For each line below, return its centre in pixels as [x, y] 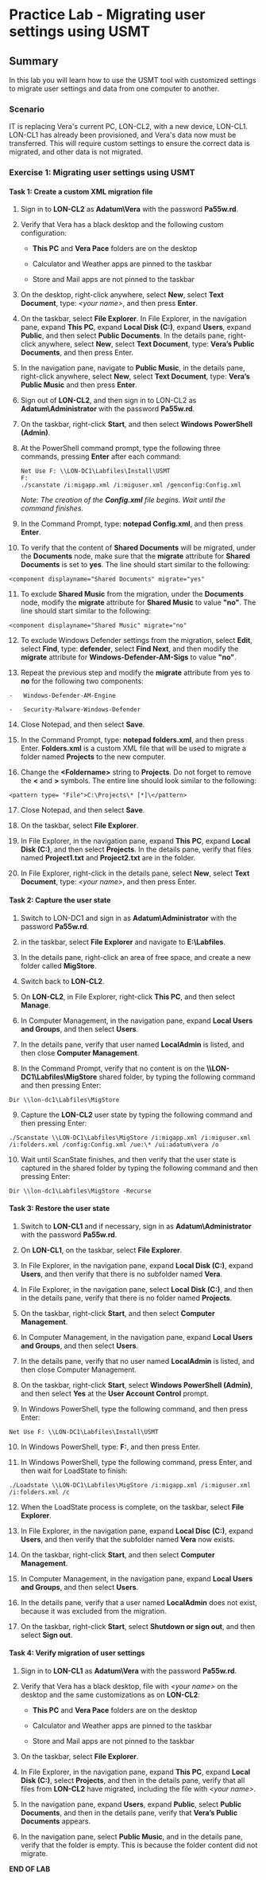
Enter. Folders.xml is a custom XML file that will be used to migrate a [133, 748]
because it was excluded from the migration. [93, 1611]
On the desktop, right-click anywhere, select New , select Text [122, 295]
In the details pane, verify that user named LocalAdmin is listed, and [132, 1044]
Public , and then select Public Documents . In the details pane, [123, 335]
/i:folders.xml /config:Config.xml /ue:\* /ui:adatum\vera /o [114, 1145]
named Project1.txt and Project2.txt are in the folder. [108, 858]
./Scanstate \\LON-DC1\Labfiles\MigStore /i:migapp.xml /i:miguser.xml [130, 1138]
